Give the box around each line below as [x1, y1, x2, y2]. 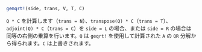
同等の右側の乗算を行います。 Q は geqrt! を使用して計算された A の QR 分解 [6, 32, 191, 39]
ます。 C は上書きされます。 [27, 39, 95, 47]
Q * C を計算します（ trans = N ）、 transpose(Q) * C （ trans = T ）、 [6, 17, 172, 24]
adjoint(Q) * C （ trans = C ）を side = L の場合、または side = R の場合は [6, 25, 192, 32]
